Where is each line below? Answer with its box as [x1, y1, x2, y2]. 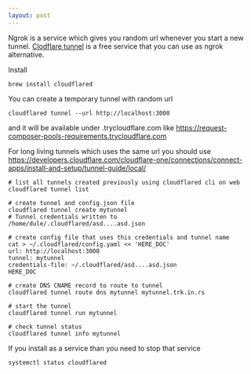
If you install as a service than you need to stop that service [8, 343, 202, 353]
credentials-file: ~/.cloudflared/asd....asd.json [8, 261, 177, 269]
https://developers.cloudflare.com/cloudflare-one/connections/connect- [8, 155, 243, 164]
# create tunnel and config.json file [8, 199, 135, 207]
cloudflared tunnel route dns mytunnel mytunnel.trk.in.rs [8, 288, 206, 296]
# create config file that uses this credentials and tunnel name [8, 233, 230, 241]
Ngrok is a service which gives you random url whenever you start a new [8, 33, 244, 42]
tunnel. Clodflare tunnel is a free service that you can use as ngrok [8, 41, 224, 51]
